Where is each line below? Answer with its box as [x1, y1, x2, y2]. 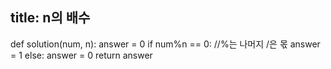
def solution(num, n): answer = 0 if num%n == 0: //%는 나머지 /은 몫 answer [10, 38, 321, 50]
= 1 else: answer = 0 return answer [10, 49, 153, 61]
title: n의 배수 [10, 9, 91, 27]
